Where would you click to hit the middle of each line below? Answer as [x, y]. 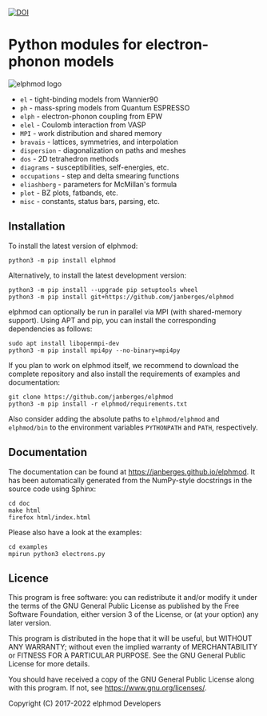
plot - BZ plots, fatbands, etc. [69, 193]
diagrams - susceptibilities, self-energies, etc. [94, 167]
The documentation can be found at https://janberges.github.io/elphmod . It [132, 471]
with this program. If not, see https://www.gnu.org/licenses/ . [108, 688]
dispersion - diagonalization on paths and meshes [103, 150]
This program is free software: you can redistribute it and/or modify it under [133, 598]
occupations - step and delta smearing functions [100, 175]
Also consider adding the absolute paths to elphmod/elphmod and [114, 418]
